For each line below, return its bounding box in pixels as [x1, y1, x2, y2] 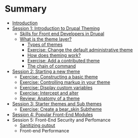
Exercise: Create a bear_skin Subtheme [19, 106, 102, 112]
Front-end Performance [19, 127, 70, 133]
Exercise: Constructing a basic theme [19, 74, 98, 80]
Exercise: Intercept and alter [19, 90, 79, 96]
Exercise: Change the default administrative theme [27, 47, 133, 53]
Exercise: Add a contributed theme [27, 57, 100, 63]
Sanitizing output [19, 122, 55, 128]
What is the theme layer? [19, 36, 72, 42]
